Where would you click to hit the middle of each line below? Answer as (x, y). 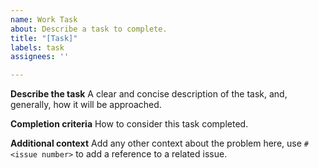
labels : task (37, 47)
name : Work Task (44, 19)
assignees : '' (40, 57)
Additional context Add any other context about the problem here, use (156, 143)
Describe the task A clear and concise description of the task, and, (149, 94)
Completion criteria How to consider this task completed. (129, 124)
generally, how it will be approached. (86, 105)
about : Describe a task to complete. (89, 29)
